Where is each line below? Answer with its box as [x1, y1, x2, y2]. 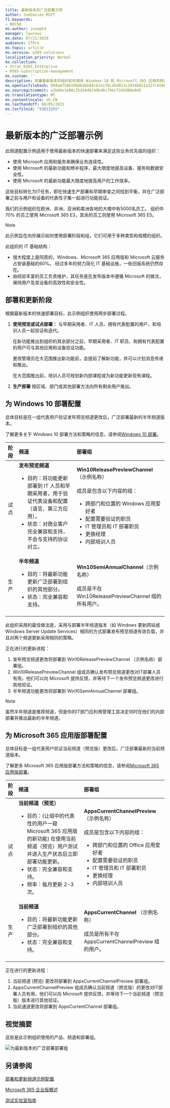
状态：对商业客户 [27, 520, 68, 527]
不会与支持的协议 [27, 535, 68, 542]
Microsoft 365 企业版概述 [5, 1087, 58, 1092]
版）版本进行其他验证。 [12, 997, 62, 1003]
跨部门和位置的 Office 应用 [92, 841, 156, 849]
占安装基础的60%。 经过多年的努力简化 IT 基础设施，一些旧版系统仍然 [12, 260, 159, 267]
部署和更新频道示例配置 [5, 1076, 54, 1082]
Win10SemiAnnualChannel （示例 [76, 563, 159, 570]
